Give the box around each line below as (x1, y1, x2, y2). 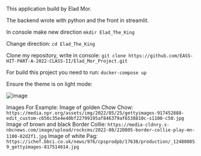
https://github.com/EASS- (128, 53, 194, 59)
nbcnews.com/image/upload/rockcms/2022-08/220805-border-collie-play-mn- (6, 127, 196, 133)
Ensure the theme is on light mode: (6, 81, 93, 87)
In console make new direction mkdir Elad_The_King (6, 28, 135, 36)
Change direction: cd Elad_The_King (6, 40, 95, 47)
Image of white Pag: (48, 133, 98, 139)
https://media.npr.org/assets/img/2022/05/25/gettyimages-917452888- (6, 110, 185, 116)
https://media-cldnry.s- (107, 122, 170, 128)
